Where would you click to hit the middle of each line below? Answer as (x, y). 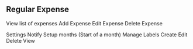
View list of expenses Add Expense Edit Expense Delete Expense (84, 23)
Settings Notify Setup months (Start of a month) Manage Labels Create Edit (97, 35)
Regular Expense (37, 10)
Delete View (20, 40)
